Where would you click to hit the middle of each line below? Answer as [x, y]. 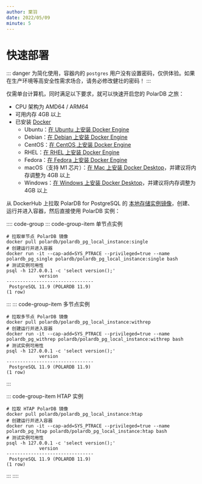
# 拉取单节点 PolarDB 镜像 [37, 237]
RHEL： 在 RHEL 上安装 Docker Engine [72, 152]
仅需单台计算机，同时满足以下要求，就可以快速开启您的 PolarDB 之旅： [95, 94]
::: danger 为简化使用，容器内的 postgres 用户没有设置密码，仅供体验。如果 [101, 73]
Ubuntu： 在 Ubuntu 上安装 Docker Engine [77, 130]
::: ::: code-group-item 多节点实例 [48, 304]
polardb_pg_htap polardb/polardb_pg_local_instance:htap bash [87, 432]
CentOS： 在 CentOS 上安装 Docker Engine [78, 145]
